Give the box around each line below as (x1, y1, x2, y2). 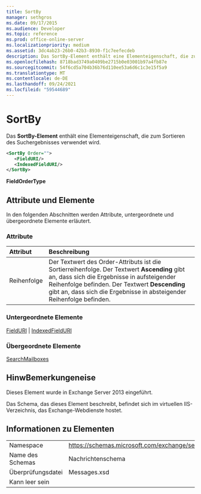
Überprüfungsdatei (9, 468, 63, 476)
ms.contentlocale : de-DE (6, 75, 68, 81)
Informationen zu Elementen (6, 424, 115, 434)
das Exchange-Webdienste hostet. (38, 407, 123, 414)
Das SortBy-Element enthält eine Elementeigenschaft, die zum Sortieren (6, 132, 185, 140)
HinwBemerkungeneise (6, 372, 96, 383)
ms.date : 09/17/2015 (6, 20, 58, 26)
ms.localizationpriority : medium (6, 43, 90, 49)
